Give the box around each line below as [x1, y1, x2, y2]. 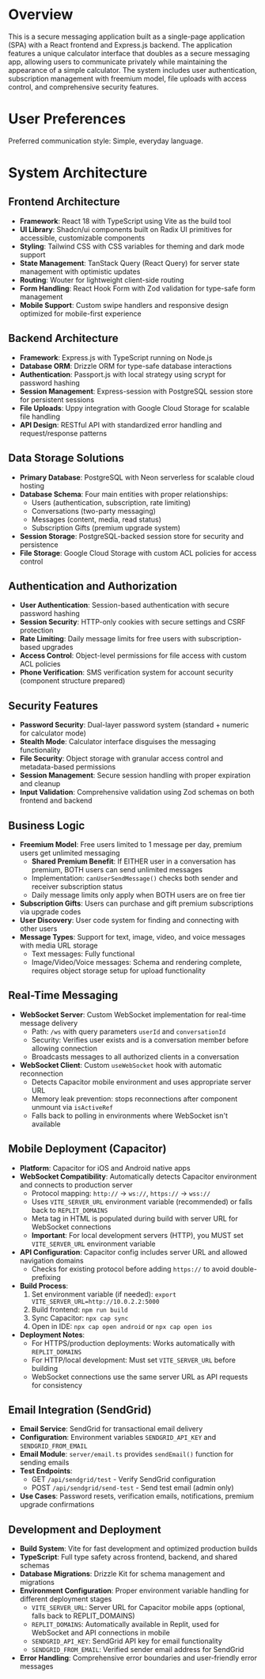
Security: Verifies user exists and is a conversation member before [31, 1035, 249, 1044]
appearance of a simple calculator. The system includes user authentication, [8, 65, 257, 74]
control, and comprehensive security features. [8, 82, 159, 92]
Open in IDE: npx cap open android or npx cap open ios [31, 1321, 213, 1331]
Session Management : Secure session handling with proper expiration [19, 770, 251, 781]
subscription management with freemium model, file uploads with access [8, 74, 247, 83]
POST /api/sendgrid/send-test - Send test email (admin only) [31, 1483, 235, 1493]
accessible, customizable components [19, 233, 146, 242]
